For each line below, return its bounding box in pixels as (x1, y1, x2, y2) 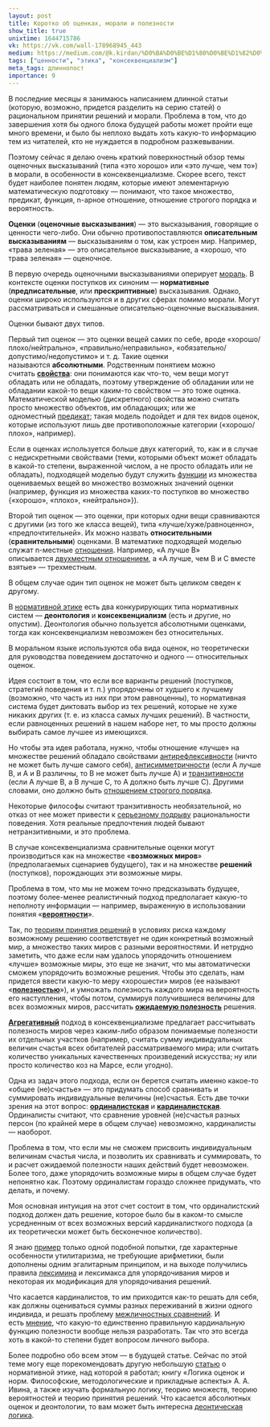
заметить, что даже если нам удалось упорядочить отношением (8, 951, 231, 960)
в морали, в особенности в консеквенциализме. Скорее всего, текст (8, 169, 247, 179)
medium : (8, 49, 35, 57)
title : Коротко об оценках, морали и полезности (8, 19, 174, 27)
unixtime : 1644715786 (8, 34, 81, 43)
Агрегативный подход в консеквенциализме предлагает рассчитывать (8, 1017, 256, 1027)
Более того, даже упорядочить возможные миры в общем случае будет (8, 1168, 257, 1177)
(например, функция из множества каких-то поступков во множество (8, 486, 250, 496)
